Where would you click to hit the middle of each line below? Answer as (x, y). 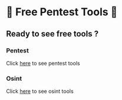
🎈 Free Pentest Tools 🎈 (62, 12)
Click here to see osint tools (40, 91)
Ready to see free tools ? (52, 34)
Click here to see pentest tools (43, 63)
